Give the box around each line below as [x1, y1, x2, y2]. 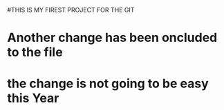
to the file [7, 45, 64, 60]
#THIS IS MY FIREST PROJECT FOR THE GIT [7, 6, 135, 14]
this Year [7, 91, 59, 106]
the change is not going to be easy [7, 76, 209, 91]
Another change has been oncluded [7, 30, 218, 45]
